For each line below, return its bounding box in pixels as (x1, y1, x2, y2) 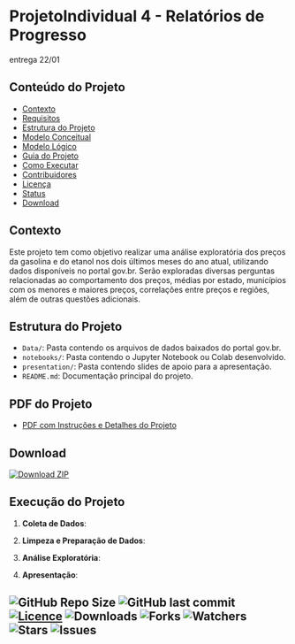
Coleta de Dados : (21, 517, 87, 528)
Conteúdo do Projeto (9, 80, 125, 95)
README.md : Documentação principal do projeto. (21, 371, 193, 381)
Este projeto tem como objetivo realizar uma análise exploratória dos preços (9, 246, 286, 257)
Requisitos (21, 112, 61, 123)
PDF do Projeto (9, 396, 93, 411)
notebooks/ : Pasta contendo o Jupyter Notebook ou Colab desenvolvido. (21, 352, 286, 363)
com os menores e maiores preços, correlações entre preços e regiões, (9, 284, 270, 295)
